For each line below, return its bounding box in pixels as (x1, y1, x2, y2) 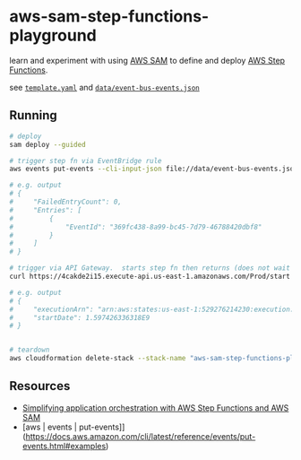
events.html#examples (21, 440, 107, 451)
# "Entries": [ (9, 205, 82, 214)
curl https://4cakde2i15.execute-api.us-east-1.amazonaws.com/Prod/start (9, 272, 291, 281)
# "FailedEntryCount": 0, (9, 197, 123, 206)
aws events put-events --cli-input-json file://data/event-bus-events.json (9, 164, 298, 174)
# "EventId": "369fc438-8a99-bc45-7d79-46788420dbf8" (9, 222, 262, 231)
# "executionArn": (9, 305, 94, 314)
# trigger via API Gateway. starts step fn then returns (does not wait (9, 264, 291, 273)
